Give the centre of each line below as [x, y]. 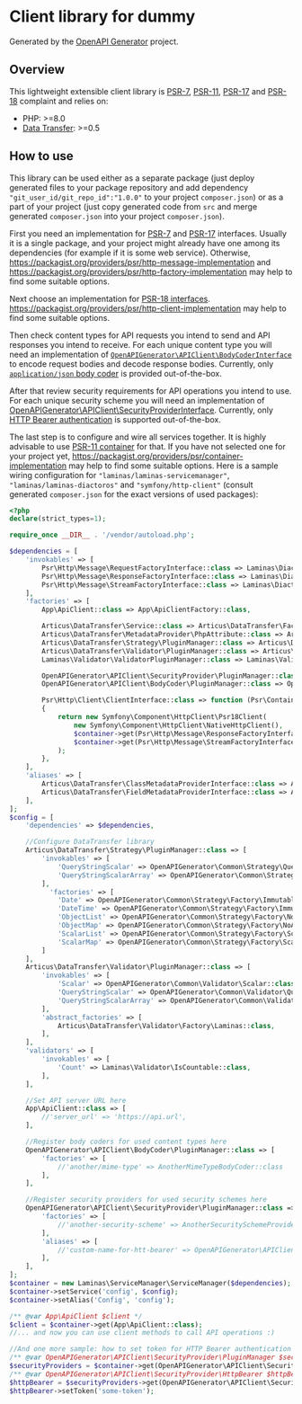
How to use [41, 156]
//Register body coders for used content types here [126, 1142]
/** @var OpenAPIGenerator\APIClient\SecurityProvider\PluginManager [142, 1358]
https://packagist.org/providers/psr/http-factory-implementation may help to [151, 271]
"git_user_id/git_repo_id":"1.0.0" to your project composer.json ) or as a [147, 197]
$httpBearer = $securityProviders [74, 1382]
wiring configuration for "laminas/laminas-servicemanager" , [120, 475]
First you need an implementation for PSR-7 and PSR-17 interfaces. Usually [148, 233]
